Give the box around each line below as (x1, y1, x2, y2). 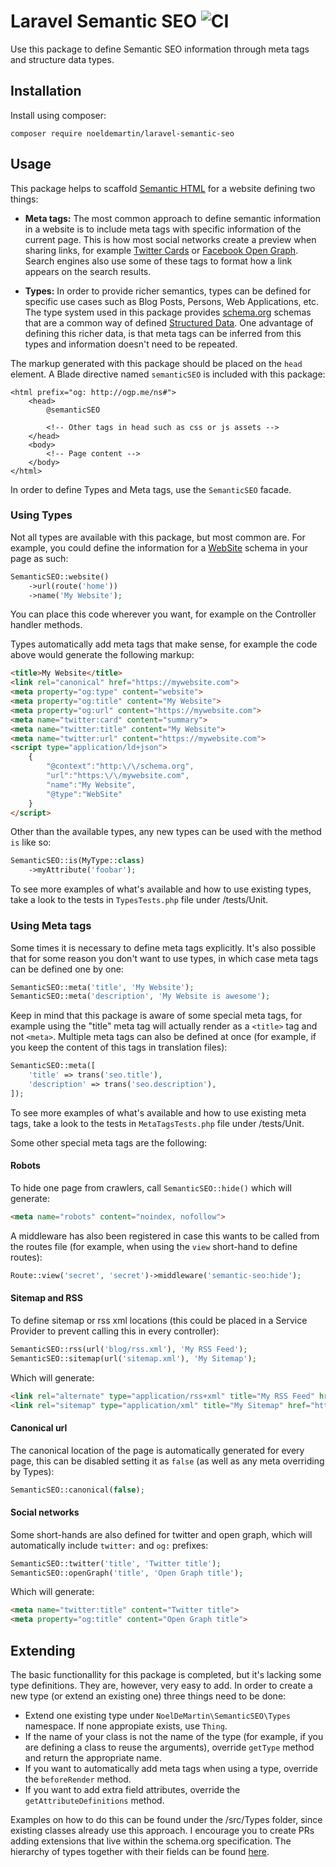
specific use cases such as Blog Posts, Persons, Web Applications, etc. (24, 295, 320, 307)
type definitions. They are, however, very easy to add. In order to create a (10, 1680, 313, 1692)
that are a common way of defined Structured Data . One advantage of (24, 316, 314, 329)
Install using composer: (10, 109, 107, 121)
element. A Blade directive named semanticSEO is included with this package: (10, 368, 326, 380)
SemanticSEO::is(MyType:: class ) (10, 856, 145, 866)
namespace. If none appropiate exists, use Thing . (24, 1720, 228, 1732)
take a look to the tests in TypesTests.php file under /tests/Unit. (10, 894, 269, 906)
